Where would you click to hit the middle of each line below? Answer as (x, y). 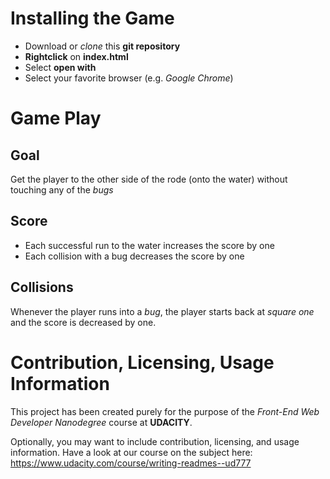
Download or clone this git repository (102, 46)
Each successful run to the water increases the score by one (149, 245)
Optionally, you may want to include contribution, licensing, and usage (155, 441)
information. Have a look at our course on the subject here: (131, 452)
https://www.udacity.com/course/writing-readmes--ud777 (131, 463)
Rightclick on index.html (76, 56)
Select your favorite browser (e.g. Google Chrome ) (129, 78)
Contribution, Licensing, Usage (142, 362)
